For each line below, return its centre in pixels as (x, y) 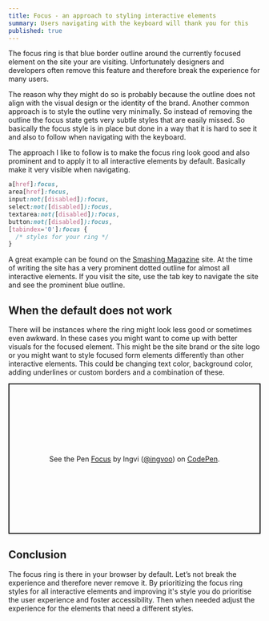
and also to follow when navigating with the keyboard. (97, 137)
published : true (35, 30)
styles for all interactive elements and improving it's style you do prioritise (130, 591)
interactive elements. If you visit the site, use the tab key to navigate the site (133, 277)
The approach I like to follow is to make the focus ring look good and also (129, 152)
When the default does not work (90, 310)
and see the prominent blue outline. (67, 285)
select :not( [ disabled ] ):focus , (60, 207)
